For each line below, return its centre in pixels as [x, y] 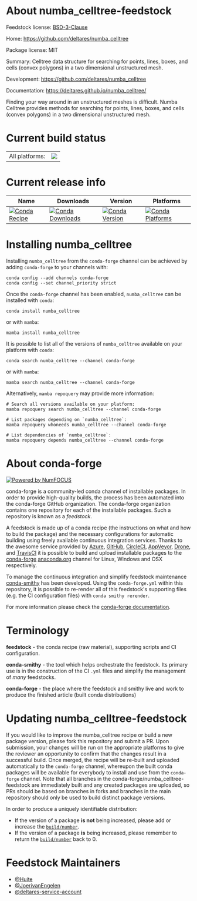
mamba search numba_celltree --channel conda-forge [70, 382]
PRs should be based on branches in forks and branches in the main [89, 791]
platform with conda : [30, 350]
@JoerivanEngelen [37, 885]
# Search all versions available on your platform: [70, 404]
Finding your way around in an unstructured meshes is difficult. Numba [92, 102]
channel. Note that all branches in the [66, 779]
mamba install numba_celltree [43, 333]
